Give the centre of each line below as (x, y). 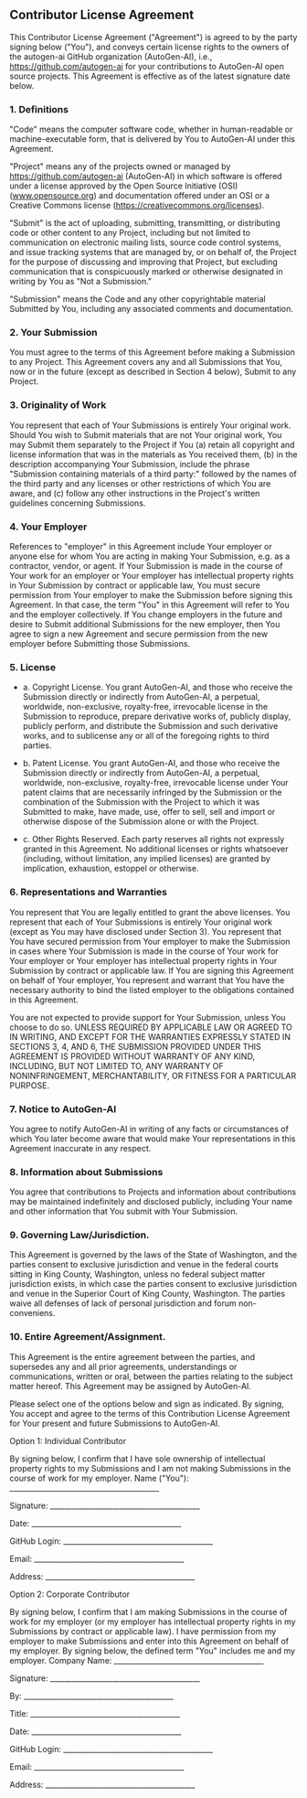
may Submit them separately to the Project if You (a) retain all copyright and (152, 444)
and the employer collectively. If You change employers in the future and (146, 615)
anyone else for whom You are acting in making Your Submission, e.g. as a (150, 556)
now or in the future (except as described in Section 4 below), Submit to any (153, 372)
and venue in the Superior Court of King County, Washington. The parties (148, 1294)
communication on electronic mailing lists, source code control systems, (145, 242)
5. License (33, 667)
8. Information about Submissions (86, 1172)
